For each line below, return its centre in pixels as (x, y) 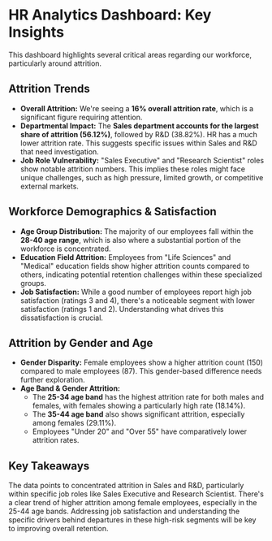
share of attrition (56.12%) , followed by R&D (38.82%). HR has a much (139, 134)
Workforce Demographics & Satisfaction (112, 212)
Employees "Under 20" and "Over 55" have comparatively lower (140, 431)
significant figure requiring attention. (81, 117)
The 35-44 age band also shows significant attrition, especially (138, 414)
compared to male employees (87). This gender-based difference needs (141, 371)
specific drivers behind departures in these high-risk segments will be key (132, 520)
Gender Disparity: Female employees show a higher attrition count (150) (142, 362)
